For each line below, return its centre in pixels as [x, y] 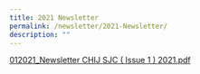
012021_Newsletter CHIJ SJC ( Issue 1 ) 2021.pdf [100, 60]
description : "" [40, 34]
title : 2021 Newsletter [54, 18]
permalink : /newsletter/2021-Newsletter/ [89, 26]
